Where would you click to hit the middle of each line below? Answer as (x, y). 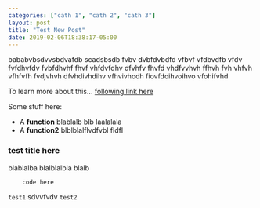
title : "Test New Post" (47, 30)
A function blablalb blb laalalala (70, 122)
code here (38, 182)
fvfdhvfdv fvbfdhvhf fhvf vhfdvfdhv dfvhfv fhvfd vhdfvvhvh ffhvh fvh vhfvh (130, 68)
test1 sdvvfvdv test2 (43, 196)
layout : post (29, 23)
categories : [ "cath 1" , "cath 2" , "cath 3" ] (82, 15)
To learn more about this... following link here (81, 92)
